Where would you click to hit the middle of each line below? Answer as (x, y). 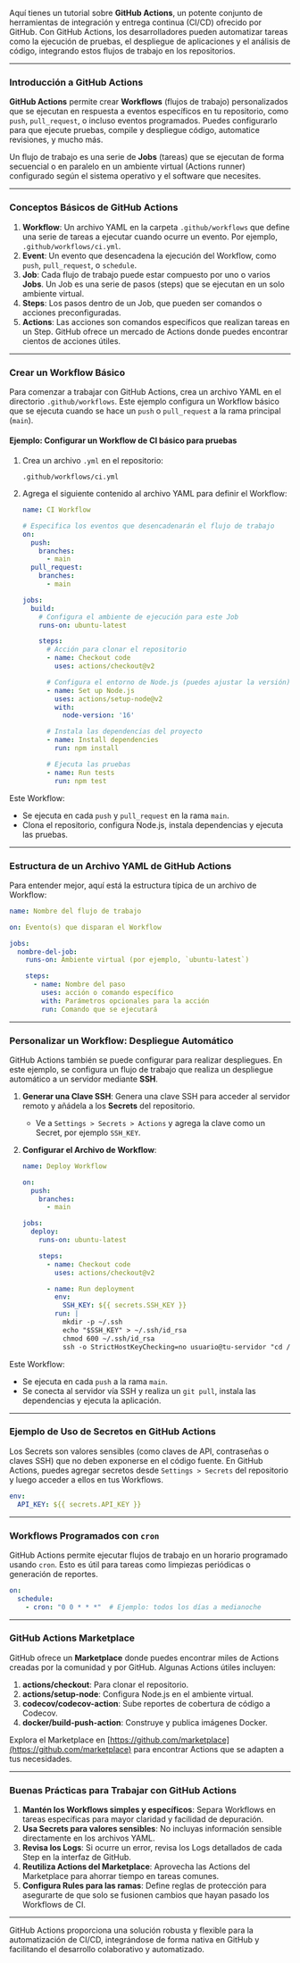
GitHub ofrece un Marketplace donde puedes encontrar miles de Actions (144, 1658)
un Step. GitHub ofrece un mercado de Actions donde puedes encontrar (155, 331)
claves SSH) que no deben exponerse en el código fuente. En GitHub (136, 1460)
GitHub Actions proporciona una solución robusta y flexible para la (132, 1930)
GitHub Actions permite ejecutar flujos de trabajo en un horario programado (149, 1555)
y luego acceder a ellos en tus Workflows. (86, 1479)
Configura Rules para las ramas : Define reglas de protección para (144, 1886)
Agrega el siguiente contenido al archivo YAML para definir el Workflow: (154, 494)
